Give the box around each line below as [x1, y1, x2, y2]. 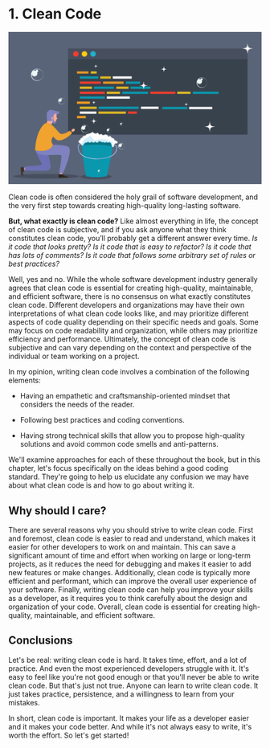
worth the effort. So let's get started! [8, 730, 129, 740]
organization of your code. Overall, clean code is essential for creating [8, 602, 241, 611]
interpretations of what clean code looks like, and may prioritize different [8, 309, 249, 318]
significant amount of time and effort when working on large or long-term [8, 550, 252, 560]
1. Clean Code [8, 5, 102, 23]
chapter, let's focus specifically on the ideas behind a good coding [8, 464, 229, 473]
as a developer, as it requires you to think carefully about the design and [8, 593, 247, 603]
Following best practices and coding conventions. [19, 415, 185, 425]
